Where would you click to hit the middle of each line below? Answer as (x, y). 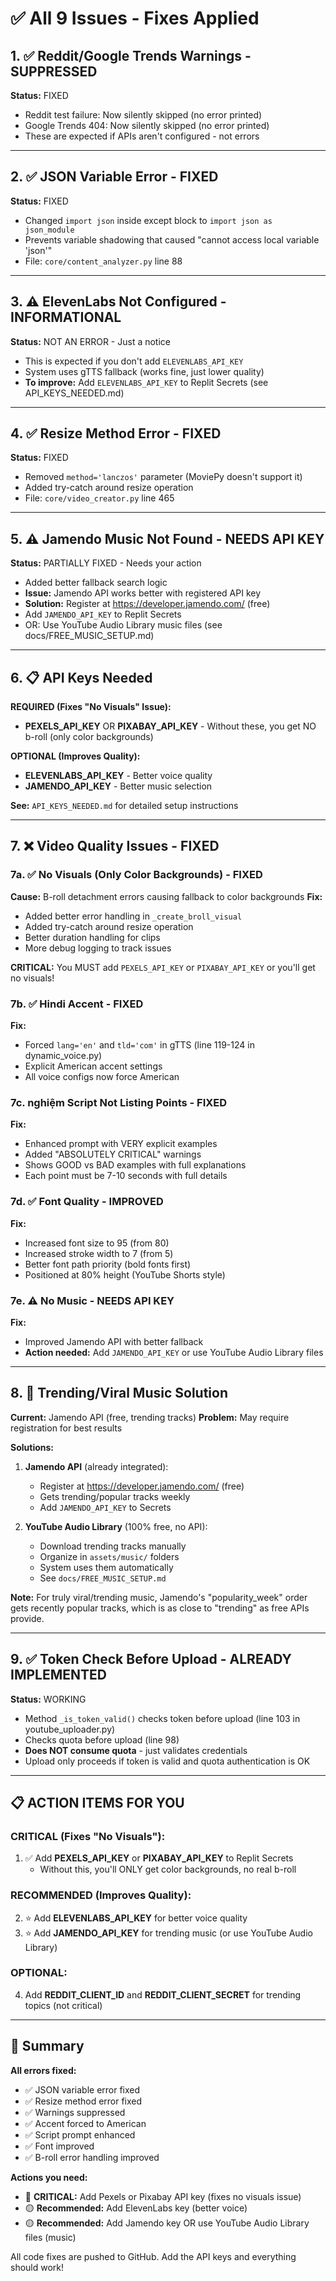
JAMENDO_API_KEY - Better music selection (118, 786)
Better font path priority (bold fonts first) (108, 1264)
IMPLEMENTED (58, 1675)
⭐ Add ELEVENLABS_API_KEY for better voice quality (136, 1918)
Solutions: (32, 1447)
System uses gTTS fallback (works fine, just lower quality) (144, 371)
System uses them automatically (106, 1567)
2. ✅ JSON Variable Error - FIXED (114, 177)
